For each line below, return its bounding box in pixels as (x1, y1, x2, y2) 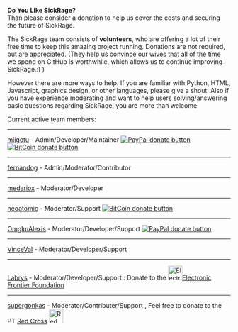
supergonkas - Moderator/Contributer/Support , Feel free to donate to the (7, 301, 222, 309)
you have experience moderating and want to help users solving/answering (7, 94, 227, 102)
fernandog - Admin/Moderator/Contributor (7, 163, 131, 172)
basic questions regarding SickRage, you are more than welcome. (7, 101, 200, 109)
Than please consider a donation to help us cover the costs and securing (7, 13, 221, 22)
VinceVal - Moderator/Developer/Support (7, 245, 127, 253)
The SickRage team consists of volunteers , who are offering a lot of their (7, 35, 221, 43)
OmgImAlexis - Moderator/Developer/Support (7, 225, 140, 233)
